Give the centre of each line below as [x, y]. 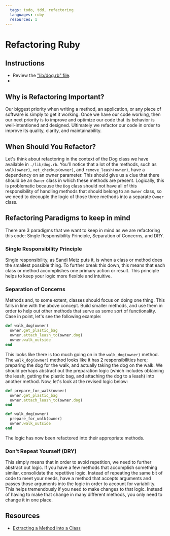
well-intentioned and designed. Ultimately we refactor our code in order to [83, 125]
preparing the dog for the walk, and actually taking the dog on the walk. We [84, 365]
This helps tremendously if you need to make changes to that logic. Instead [84, 489]
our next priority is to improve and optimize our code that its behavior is [80, 120]
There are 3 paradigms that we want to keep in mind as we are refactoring [83, 230]
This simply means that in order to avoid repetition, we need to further [78, 462]
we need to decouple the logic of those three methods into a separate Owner [84, 197]
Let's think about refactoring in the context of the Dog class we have [77, 159]
